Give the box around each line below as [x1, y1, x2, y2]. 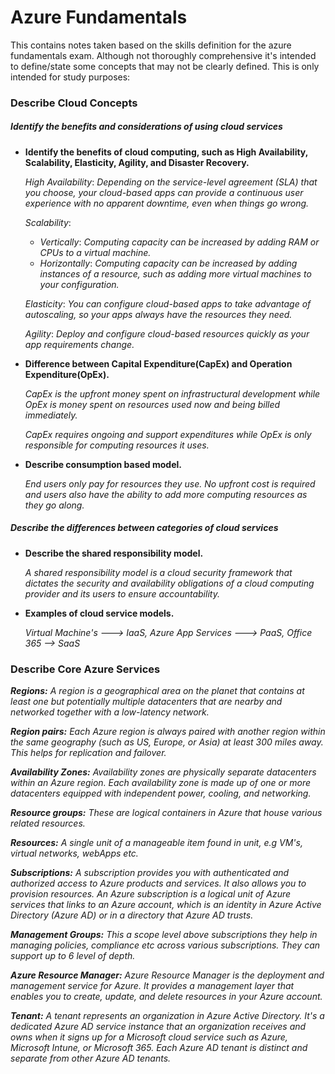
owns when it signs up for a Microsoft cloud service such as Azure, [10, 1031, 288, 1043]
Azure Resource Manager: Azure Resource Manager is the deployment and [10, 969, 325, 981]
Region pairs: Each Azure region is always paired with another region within [10, 726, 326, 738]
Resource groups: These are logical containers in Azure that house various [10, 807, 323, 819]
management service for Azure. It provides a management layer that [10, 980, 295, 992]
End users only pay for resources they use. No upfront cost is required [24, 477, 316, 490]
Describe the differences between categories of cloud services [10, 522, 279, 534]
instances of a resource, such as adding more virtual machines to [39, 267, 312, 280]
